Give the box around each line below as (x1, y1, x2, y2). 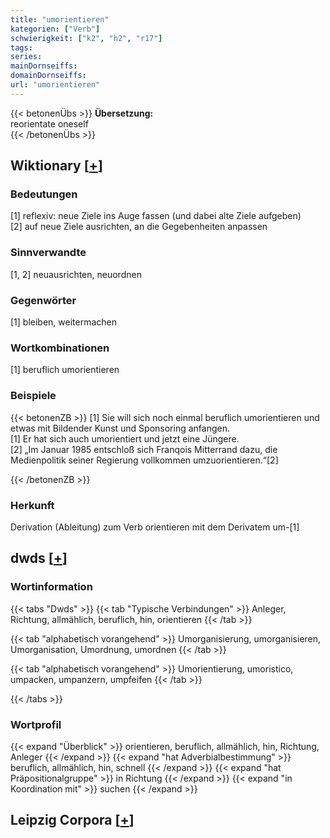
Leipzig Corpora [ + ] (10, 812, 135, 829)
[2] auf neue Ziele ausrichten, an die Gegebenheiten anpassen (10, 221, 268, 233)
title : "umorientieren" (10, 14, 110, 25)
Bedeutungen (10, 187, 78, 201)
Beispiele (10, 389, 57, 403)
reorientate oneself (10, 117, 89, 130)
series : (10, 52, 43, 62)
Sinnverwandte (10, 246, 87, 260)
